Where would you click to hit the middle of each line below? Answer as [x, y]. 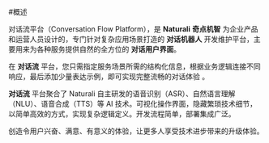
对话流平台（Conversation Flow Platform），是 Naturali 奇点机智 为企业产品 [133, 29]
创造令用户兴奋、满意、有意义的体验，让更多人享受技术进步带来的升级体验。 [136, 131]
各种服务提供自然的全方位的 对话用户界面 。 [108, 49]
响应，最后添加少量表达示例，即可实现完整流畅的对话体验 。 [109, 76]
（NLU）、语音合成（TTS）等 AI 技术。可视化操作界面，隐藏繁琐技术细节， [133, 104]
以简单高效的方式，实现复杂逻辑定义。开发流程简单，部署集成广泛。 [122, 114]
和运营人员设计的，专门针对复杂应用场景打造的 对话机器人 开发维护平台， [131, 39]
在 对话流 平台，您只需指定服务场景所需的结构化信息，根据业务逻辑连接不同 [134, 66]
